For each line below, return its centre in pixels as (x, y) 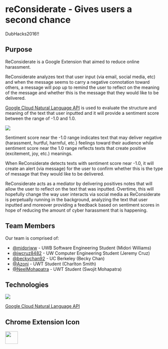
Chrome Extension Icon (43, 322)
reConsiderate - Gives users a (69, 9)
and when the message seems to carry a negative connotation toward (77, 82)
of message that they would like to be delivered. (55, 173)
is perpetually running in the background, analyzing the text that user (76, 200)
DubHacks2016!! (22, 34)
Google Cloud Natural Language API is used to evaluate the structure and (81, 108)
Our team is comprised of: (32, 238)
